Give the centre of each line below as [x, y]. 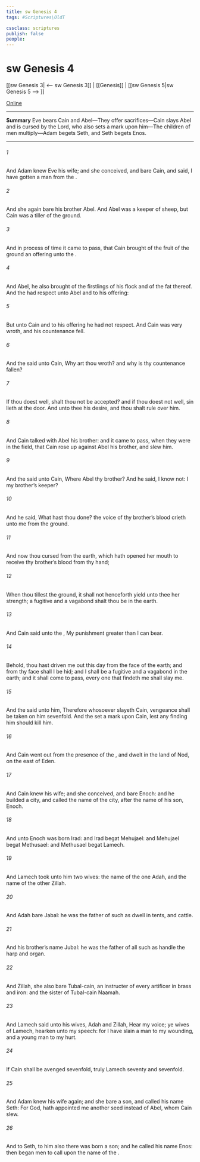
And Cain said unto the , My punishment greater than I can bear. [85, 633]
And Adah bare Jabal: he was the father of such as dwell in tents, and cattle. [100, 915]
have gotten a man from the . [42, 177]
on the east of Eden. [31, 761]
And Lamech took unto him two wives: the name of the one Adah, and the [96, 877]
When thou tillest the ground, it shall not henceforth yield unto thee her [93, 594]
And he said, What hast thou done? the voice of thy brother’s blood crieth [96, 518]
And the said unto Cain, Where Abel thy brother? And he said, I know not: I [97, 479]
